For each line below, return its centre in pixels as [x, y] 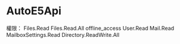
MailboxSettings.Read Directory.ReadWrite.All [63, 34]
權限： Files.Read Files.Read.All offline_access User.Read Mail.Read [90, 28]
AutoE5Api [34, 11]
